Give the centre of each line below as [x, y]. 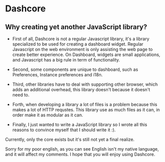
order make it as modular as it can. [48, 115]
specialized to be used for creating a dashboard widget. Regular [78, 44]
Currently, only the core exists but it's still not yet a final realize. [70, 139]
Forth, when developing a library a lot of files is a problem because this [85, 104]
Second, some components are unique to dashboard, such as [75, 69]
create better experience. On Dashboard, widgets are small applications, [86, 54]
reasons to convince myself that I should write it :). [64, 130]
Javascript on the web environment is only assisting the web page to [82, 49]
